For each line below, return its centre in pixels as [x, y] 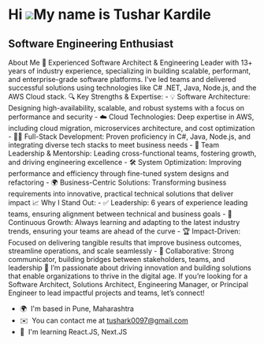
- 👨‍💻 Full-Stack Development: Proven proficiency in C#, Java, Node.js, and [129, 136]
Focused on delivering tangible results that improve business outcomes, [125, 243]
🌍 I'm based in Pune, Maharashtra [76, 308]
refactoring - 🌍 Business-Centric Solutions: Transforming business [117, 182]
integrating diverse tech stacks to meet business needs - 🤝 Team [113, 145]
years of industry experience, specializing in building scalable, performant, [129, 71]
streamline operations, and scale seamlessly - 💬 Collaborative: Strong [121, 251]
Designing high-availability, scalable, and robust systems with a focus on [126, 108]
